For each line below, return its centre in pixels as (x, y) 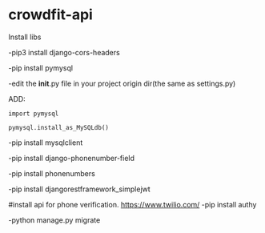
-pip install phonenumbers (52, 173)
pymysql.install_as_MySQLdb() (59, 127)
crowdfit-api (51, 15)
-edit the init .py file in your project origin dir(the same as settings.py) (122, 83)
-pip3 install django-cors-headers (64, 52)
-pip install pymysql (41, 68)
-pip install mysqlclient (46, 143)
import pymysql (34, 114)
